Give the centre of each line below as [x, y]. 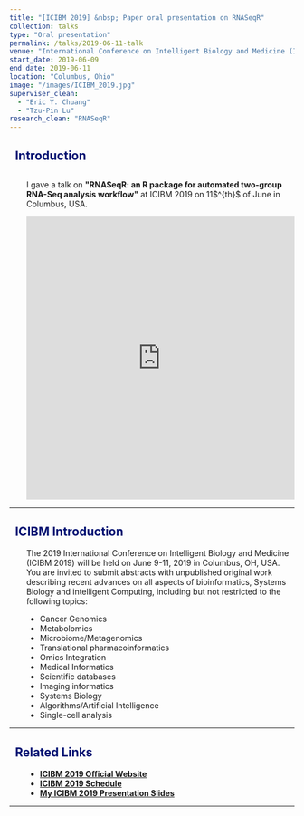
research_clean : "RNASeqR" [60, 119]
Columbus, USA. [57, 204]
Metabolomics [66, 629]
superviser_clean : [44, 93]
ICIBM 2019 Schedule [81, 783]
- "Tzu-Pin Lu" [46, 110]
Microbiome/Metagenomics [91, 638]
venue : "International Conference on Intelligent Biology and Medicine [147, 52]
